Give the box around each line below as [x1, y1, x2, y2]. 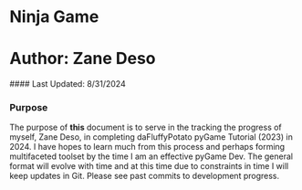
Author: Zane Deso [9, 48, 156, 69]
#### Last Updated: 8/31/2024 [9, 79, 126, 90]
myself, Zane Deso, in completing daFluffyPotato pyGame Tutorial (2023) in [9, 132, 294, 142]
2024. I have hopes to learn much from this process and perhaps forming [9, 142, 286, 153]
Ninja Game [9, 6, 99, 27]
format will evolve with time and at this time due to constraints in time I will [9, 161, 289, 172]
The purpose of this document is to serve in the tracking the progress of [9, 121, 283, 133]
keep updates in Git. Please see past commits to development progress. [9, 171, 280, 182]
